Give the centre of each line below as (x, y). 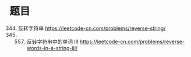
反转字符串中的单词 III (52, 41)
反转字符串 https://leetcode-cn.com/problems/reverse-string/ (92, 28)
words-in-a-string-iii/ (52, 48)
